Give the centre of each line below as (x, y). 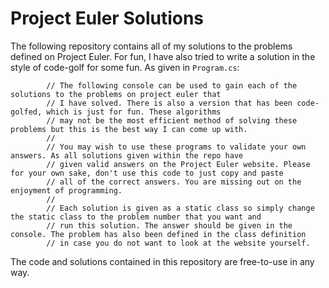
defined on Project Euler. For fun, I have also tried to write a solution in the (163, 56)
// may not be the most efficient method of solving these (172, 120)
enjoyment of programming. (66, 190)
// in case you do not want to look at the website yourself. (178, 243)
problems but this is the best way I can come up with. (129, 129)
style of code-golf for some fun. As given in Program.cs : (125, 67)
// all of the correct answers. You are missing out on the (174, 182)
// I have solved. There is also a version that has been (169, 103)
